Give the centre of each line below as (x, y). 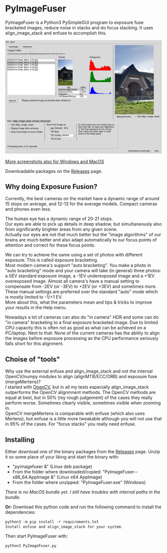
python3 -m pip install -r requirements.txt (52, 522)
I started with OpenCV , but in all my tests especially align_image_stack (77, 387)
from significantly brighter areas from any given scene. (61, 230)
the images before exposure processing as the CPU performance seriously (82, 338)
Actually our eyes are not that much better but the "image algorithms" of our (83, 235)
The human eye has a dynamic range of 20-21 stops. (59, 219)
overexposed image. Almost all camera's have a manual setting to (72, 281)
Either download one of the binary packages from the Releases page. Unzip (83, 452)
